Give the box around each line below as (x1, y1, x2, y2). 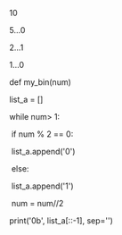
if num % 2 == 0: (11, 129, 74, 139)
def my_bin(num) (9, 77, 71, 88)
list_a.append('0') (11, 147, 76, 156)
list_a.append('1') (11, 180, 74, 191)
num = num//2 (11, 198, 64, 208)
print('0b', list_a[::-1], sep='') (9, 215, 114, 226)
